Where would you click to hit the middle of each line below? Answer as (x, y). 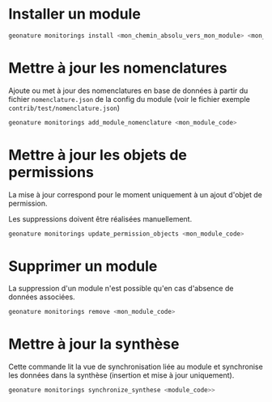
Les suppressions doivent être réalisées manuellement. (100, 218)
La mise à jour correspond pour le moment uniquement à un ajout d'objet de (136, 194)
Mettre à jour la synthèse (94, 344)
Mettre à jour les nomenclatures (118, 68)
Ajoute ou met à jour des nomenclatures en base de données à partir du (128, 91)
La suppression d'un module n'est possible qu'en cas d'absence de (121, 289)
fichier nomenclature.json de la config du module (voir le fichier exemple (130, 99)
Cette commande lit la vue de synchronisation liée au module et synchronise (136, 367)
